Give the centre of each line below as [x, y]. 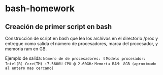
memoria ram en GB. [26, 49]
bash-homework [40, 9]
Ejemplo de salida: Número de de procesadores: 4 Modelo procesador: [76, 58]
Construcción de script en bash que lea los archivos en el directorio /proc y [82, 38]
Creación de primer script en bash [59, 27]
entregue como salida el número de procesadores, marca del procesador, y [81, 44]
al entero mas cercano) [30, 68]
